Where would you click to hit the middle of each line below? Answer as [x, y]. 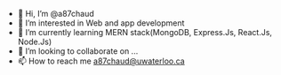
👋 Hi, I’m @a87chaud [56, 14]
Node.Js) [34, 41]
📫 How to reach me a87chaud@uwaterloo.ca [101, 61]
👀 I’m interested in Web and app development [101, 23]
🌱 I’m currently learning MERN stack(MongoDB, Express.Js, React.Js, [145, 32]
